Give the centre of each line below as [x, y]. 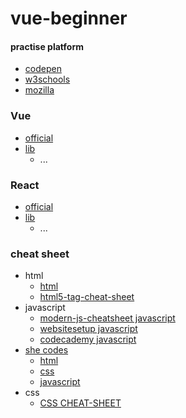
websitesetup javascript [88, 329]
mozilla [39, 90]
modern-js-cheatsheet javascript [107, 318]
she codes [46, 350]
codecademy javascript [88, 339]
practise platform [47, 46]
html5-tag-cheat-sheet [87, 297]
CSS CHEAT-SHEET [80, 403]
